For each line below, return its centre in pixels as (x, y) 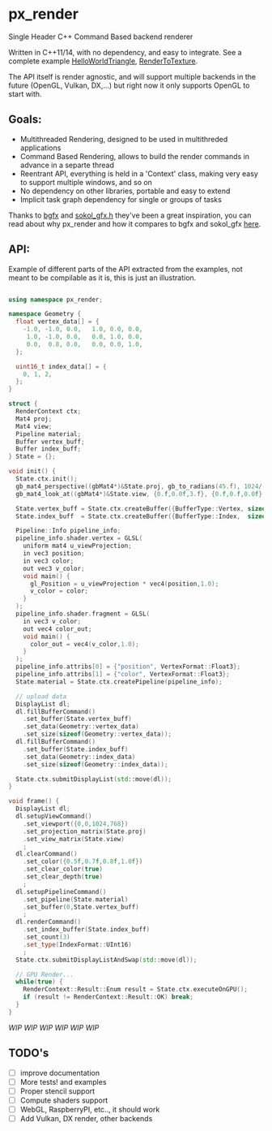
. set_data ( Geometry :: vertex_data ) (81, 727)
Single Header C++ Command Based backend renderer (101, 37)
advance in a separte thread (67, 165)
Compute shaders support (64, 1100)
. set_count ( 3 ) (47, 937)
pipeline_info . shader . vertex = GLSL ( (79, 538)
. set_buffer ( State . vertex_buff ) (77, 719)
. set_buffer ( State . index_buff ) (76, 749)
